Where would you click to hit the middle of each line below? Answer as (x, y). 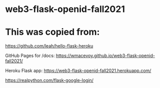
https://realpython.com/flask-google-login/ (49, 80)
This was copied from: (52, 32)
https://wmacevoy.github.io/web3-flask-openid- (105, 55)
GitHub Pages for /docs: (30, 55)
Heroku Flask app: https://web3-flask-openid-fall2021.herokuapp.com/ (78, 70)
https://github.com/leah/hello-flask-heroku (49, 46)
